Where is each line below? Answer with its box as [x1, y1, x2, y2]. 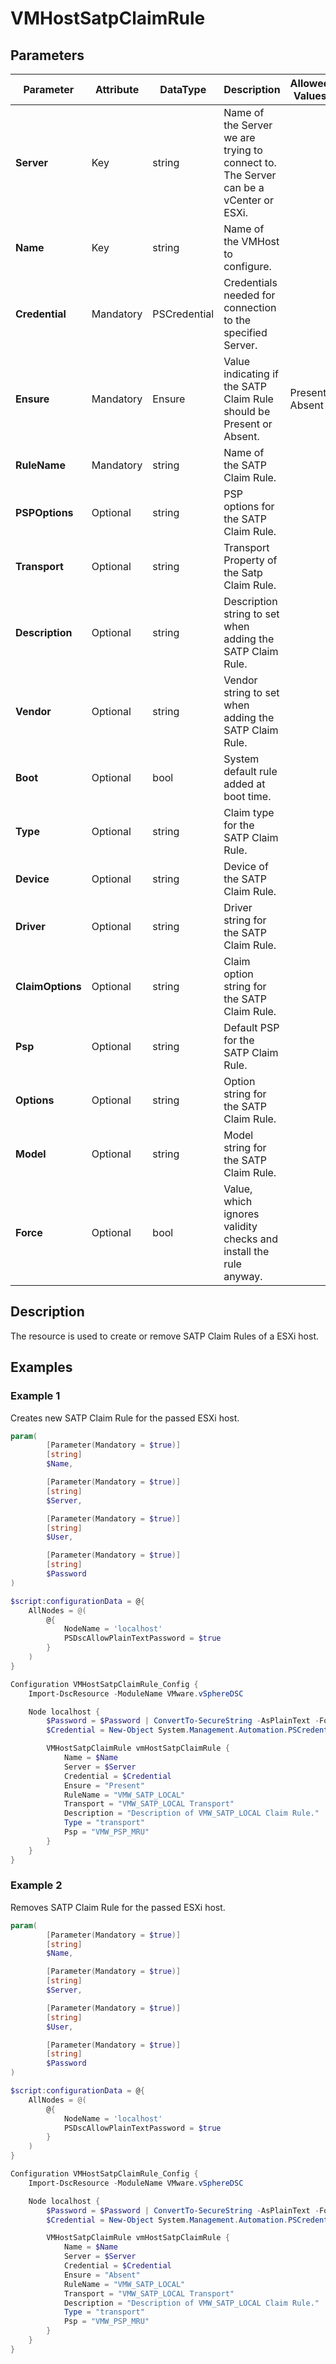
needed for [223, 288, 276, 302]
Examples [10, 1359, 73, 1376]
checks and [223, 1232, 278, 1246]
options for [223, 500, 275, 513]
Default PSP [223, 1021, 280, 1034]
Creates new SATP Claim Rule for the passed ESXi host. [10, 1412, 240, 1424]
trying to [223, 143, 263, 157]
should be [223, 405, 271, 418]
